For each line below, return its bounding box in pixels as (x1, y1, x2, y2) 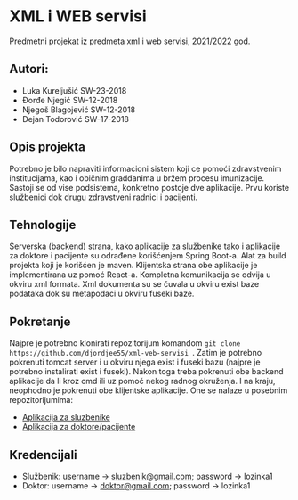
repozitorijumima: (9, 395, 74, 406)
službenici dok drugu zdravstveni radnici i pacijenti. (9, 192, 198, 202)
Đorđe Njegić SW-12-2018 (21, 94, 118, 105)
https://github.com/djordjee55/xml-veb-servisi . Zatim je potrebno (9, 348, 262, 358)
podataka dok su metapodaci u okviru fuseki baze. (9, 288, 195, 299)
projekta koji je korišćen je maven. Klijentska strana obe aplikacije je (9, 260, 258, 271)
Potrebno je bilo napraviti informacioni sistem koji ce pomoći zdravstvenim (9, 163, 282, 174)
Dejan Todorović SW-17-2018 (21, 113, 129, 124)
